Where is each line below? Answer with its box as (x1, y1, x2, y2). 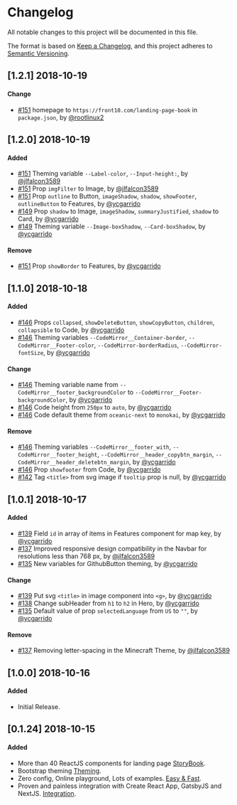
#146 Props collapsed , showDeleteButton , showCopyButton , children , (17, 318, 215, 326)
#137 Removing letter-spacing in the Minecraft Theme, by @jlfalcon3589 (17, 646, 231, 655)
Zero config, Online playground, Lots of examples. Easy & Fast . (17, 774, 202, 782)
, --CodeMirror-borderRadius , (94, 341, 180, 349)
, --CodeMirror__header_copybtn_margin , (97, 450, 214, 459)
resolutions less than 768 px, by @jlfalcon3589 (17, 552, 155, 560)
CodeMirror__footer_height (17, 452, 98, 459)
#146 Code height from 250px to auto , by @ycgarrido (17, 403, 172, 412)
